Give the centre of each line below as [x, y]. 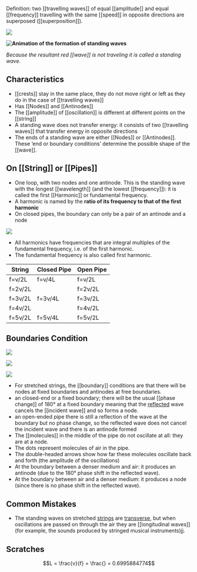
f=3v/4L [48, 298]
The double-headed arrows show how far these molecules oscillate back [103, 454]
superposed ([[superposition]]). [44, 21]
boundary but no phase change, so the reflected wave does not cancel [101, 423]
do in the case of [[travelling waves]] [59, 100]
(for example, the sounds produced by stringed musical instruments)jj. [100, 531]
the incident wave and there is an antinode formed [76, 429]
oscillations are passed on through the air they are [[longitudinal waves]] [102, 524]
